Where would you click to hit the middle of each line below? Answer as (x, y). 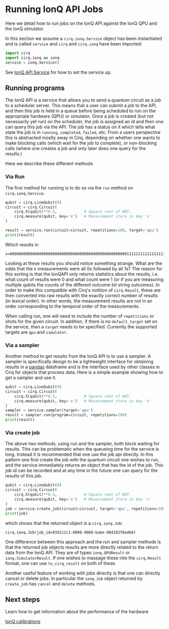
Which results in (22, 245)
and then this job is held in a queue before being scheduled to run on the (80, 111)
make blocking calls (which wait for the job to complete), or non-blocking (81, 143)
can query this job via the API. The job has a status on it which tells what (80, 127)
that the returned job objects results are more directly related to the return (82, 547)
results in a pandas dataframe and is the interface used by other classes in (82, 367)
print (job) (17, 513)
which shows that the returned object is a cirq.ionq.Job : (64, 523)
